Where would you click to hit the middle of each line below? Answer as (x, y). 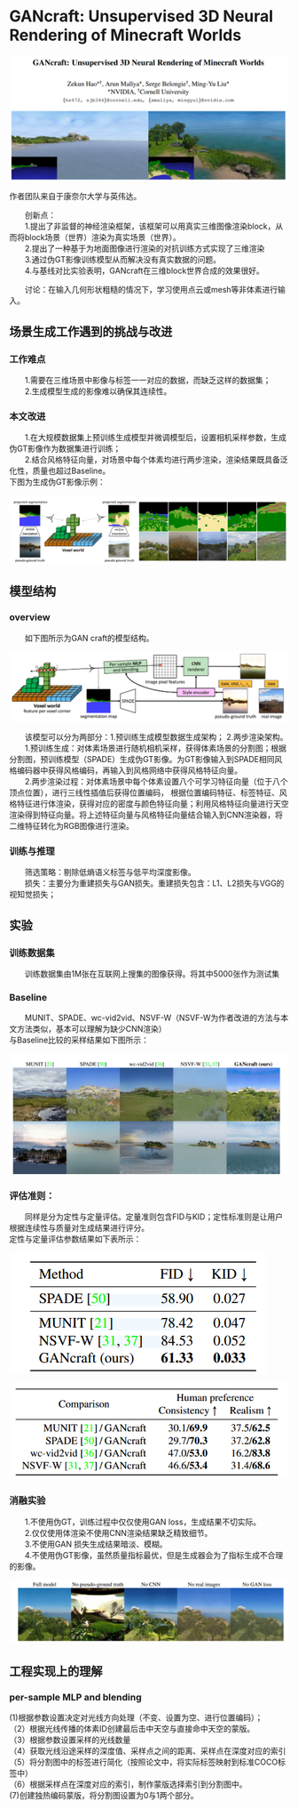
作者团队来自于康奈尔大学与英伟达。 (75, 197)
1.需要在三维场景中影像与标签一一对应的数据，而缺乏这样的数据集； (148, 381)
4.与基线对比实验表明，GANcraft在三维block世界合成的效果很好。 (145, 271)
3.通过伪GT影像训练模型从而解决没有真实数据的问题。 (123, 260)
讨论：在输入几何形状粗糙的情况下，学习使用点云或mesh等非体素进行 (152, 290)
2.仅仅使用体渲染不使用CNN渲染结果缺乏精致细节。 (119, 1532)
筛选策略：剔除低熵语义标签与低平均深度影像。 (110, 872)
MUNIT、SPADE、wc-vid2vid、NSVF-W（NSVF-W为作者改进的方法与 (153, 1018)
